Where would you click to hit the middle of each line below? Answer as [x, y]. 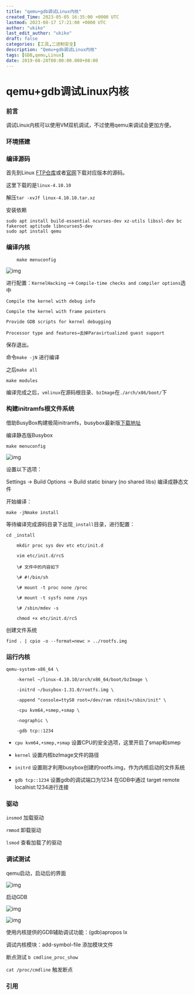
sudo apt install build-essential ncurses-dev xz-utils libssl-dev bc [94, 221]
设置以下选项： [24, 469]
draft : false [22, 39]
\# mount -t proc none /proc [52, 587]
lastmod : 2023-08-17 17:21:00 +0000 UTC [56, 22]
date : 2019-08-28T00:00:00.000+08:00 [52, 60]
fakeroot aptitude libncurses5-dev [50, 226]
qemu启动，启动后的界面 [36, 873]
